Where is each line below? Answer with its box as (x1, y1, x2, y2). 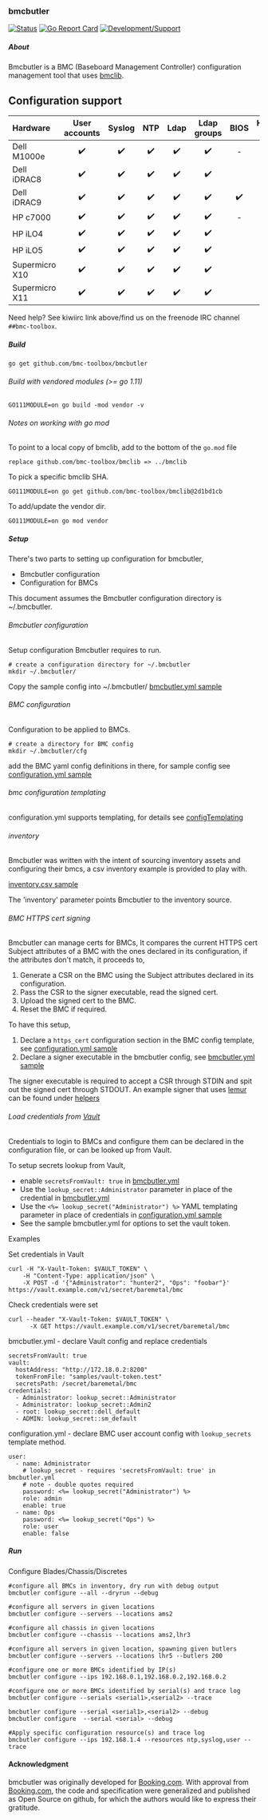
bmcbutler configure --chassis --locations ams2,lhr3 (8, 1631, 191, 1639)
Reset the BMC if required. (19, 1004, 108, 1014)
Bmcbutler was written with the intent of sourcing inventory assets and (8, 856, 241, 865)
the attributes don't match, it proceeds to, (8, 955, 145, 964)
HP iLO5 (12, 244, 44, 256)
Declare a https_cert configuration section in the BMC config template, (19, 1035, 255, 1045)
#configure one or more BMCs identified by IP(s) (8, 1666, 177, 1674)
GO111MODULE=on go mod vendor (8, 517, 109, 525)
